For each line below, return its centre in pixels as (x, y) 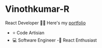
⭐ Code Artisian (28, 33)
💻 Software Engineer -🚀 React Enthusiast (54, 40)
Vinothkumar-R (37, 9)
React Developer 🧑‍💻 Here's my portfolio (46, 23)
